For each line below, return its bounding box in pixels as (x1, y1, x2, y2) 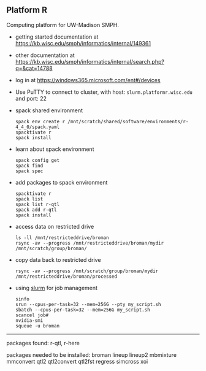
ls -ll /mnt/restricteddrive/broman (15, 234, 109, 241)
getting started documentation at (15, 33, 99, 40)
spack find (15, 163, 44, 169)
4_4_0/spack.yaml (15, 124, 60, 130)
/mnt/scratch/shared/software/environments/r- (67, 118, 189, 124)
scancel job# (15, 312, 49, 318)
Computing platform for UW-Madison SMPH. (6, 21, 120, 28)
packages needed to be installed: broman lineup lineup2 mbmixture (6, 351, 177, 358)
